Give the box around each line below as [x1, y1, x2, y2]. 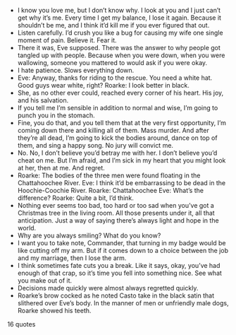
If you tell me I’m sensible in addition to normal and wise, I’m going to [17, 104, 218, 112]
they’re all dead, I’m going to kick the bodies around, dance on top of [17, 134, 218, 142]
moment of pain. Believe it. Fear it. [17, 36, 118, 45]
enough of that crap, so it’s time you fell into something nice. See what [17, 269, 222, 277]
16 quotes [7, 320, 36, 328]
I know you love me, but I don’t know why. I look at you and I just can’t [17, 6, 221, 14]
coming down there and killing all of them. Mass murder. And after [17, 127, 209, 134]
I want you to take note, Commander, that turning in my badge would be [17, 239, 227, 247]
